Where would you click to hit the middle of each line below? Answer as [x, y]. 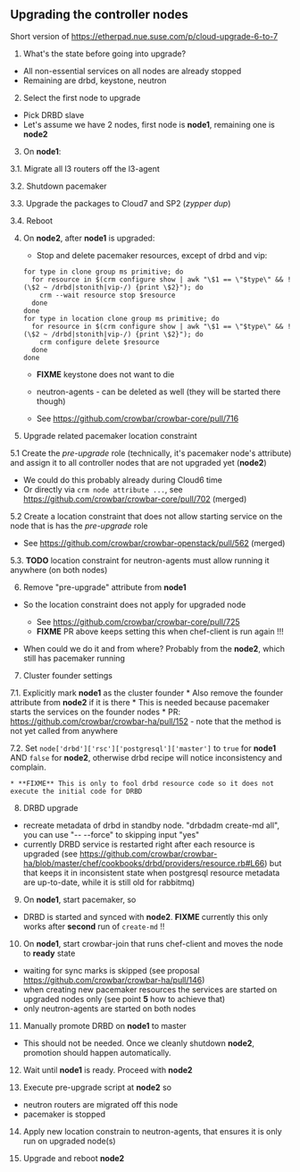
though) [51, 401]
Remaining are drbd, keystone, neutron [95, 80]
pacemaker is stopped [64, 1114]
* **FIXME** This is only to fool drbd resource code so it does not [142, 783]
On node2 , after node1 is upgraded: [89, 238]
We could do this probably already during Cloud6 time [122, 480]
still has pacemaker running [74, 658]
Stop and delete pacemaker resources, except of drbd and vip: [152, 255]
